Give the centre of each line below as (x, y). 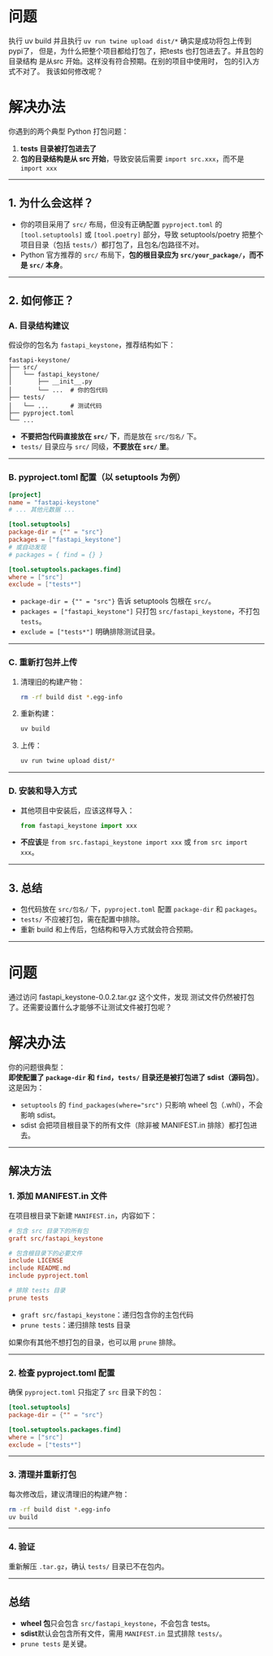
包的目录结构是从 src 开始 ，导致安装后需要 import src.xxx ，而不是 (132, 159)
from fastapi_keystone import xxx (78, 826)
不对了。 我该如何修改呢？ (59, 71)
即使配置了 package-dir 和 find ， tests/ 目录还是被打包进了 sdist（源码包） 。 (136, 1078)
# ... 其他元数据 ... (42, 510)
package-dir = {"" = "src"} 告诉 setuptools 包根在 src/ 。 (118, 601)
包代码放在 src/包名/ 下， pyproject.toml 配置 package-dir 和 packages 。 (141, 909)
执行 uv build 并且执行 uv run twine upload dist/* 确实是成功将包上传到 (130, 41)
